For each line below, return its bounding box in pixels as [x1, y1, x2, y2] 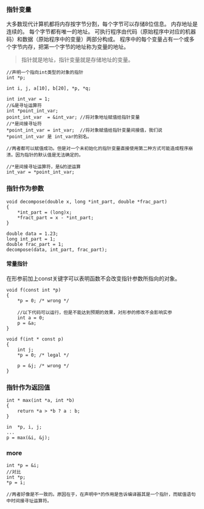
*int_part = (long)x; [17, 209, 72, 216]
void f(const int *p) [6, 287, 62, 293]
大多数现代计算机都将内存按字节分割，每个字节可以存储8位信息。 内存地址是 [6, 20, 198, 28]
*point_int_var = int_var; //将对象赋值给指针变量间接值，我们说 [6, 127, 163, 133]
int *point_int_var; [6, 108, 59, 114]
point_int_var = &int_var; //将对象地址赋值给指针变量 [6, 114, 140, 121]
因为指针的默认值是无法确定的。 [15, 152, 84, 158]
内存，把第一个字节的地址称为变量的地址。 [22, 43, 129, 51]
